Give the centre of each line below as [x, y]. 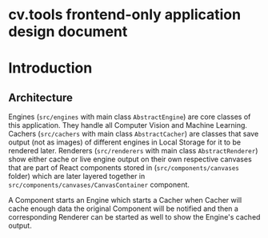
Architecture [41, 97]
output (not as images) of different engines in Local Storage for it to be [125, 142]
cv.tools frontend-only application [125, 15]
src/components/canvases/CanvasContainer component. [99, 184]
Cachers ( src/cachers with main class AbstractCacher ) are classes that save [134, 134]
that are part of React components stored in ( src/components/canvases [124, 168]
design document [68, 32]
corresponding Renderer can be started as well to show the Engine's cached [134, 217]
